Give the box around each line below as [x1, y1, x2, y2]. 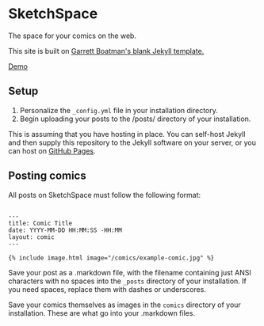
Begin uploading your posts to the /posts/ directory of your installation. [19, 114, 251, 123]
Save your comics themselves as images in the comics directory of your [8, 300, 242, 309]
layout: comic [8, 233, 55, 241]
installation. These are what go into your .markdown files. [8, 308, 196, 317]
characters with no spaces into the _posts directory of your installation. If [8, 276, 247, 286]
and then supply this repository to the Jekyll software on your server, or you [8, 138, 256, 147]
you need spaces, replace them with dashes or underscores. [8, 284, 206, 294]
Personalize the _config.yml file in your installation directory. [19, 105, 218, 115]
